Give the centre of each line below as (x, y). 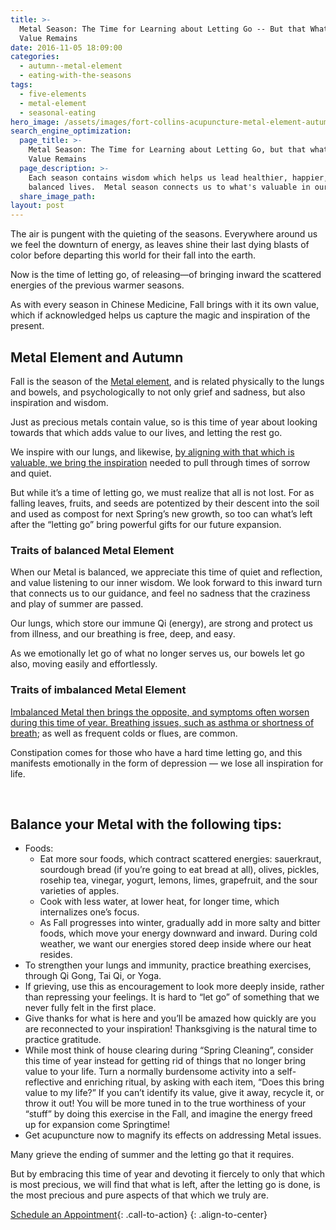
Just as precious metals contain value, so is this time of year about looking (164, 422)
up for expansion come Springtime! (97, 1125)
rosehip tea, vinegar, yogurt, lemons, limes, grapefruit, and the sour (178, 880)
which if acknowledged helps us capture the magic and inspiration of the (160, 315)
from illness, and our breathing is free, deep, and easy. (123, 634)
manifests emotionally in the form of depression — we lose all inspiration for (167, 763)
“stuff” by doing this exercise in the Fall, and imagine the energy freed (168, 1114)
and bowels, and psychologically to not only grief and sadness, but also (158, 392)
